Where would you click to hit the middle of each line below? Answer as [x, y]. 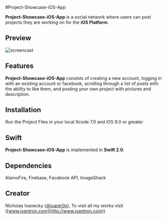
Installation [23, 110]
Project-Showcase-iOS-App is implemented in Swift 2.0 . [65, 150]
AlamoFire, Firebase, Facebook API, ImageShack [56, 178]
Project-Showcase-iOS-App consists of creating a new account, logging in [83, 78]
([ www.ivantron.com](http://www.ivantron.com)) [55, 211]
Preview [18, 38]
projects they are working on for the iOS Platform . [57, 22]
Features [19, 66]
